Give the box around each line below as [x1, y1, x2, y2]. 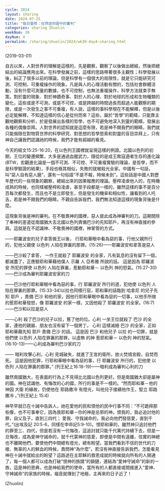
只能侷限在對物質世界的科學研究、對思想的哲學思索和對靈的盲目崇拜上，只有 [5, 130, 160, 136]
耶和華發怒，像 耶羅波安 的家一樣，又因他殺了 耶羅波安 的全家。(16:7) [13, 300, 155, 306]
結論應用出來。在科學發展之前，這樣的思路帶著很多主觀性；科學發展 [18, 69, 156, 75]
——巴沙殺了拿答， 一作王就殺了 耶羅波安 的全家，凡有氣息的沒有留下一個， [5, 252, 160, 258]
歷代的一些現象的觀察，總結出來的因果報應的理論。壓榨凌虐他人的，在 [9, 178, 151, 184]
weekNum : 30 [5, 30, 29, 35]
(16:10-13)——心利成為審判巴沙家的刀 [5, 340, 81, 347]
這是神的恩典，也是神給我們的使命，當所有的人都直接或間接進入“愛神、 [13, 464, 158, 470]
